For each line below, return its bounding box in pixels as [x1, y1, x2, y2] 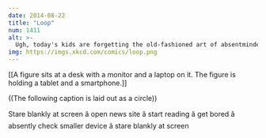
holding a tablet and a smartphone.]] [8, 78, 127, 88]
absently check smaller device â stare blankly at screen [8, 121, 189, 130]
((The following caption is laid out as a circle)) [8, 94, 158, 103]
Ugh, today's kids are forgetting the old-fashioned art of [15, 41, 218, 49]
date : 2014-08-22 [8, 11, 66, 20]
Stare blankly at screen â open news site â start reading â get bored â [8, 110, 235, 118]
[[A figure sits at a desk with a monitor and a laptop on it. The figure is [8, 70, 236, 79]
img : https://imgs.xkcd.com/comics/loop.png [8, 48, 158, 56]
